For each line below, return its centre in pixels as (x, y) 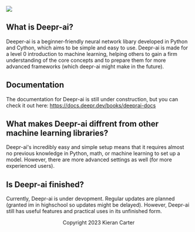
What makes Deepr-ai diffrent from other (83, 124)
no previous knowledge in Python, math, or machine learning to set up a (93, 154)
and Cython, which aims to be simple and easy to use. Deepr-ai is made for (97, 48)
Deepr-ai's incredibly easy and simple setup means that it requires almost (95, 147)
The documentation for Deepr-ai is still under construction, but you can (92, 99)
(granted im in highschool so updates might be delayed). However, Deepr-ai (98, 205)
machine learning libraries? (57, 133)
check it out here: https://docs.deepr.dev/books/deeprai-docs (81, 105)
